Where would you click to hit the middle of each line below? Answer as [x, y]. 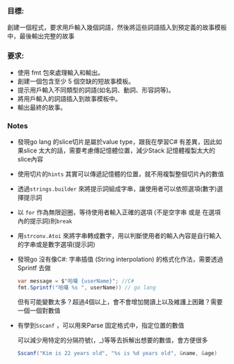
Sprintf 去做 [34, 268]
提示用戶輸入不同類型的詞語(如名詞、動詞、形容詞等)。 [96, 90]
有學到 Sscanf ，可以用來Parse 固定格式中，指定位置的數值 [101, 325]
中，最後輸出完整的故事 [41, 36]
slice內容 [30, 159]
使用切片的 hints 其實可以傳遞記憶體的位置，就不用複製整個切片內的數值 [120, 174]
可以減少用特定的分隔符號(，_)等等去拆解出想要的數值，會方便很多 [112, 340]
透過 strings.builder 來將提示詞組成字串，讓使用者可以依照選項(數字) [117, 189]
